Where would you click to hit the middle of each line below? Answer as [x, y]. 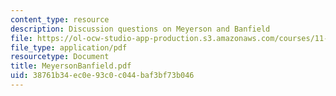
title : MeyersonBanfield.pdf [71, 66]
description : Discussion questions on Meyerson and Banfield [140, 29]
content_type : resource [60, 19]
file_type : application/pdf [69, 47]
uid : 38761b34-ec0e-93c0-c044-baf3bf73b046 [102, 76]
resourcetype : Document [60, 57]
